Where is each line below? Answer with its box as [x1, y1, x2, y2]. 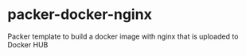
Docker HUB [7, 39, 49, 49]
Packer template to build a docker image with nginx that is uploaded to [7, 32, 239, 41]
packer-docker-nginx [7, 6, 152, 24]
